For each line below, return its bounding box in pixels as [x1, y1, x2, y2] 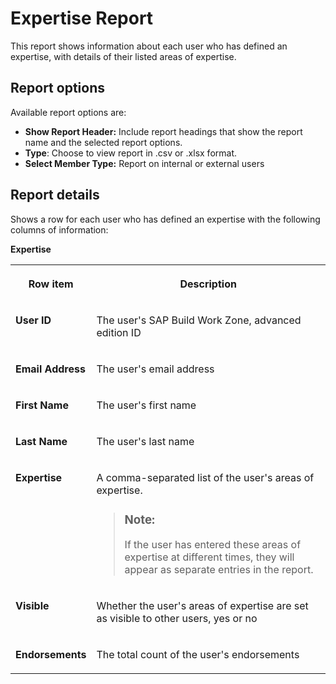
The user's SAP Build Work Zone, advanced [96, 313, 302, 327]
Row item [28, 277, 74, 291]
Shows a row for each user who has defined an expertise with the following [10, 213, 321, 225]
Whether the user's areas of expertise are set [96, 599, 309, 613]
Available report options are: [10, 106, 127, 118]
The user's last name [96, 434, 195, 448]
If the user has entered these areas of [124, 538, 302, 552]
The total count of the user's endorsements [96, 648, 300, 662]
